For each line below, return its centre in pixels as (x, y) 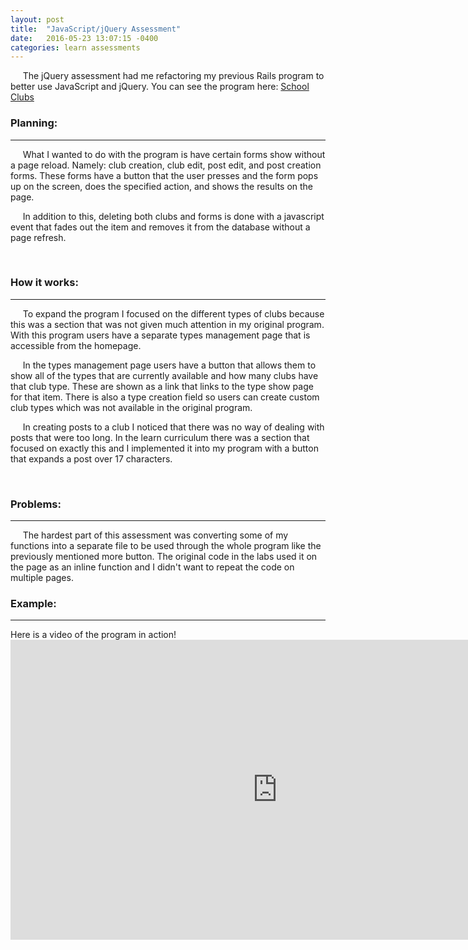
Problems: (36, 504)
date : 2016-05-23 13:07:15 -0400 (84, 38)
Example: (33, 604)
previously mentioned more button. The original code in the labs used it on (164, 557)
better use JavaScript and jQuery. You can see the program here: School (160, 87)
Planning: (34, 123)
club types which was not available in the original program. (131, 407)
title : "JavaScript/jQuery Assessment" (96, 29)
